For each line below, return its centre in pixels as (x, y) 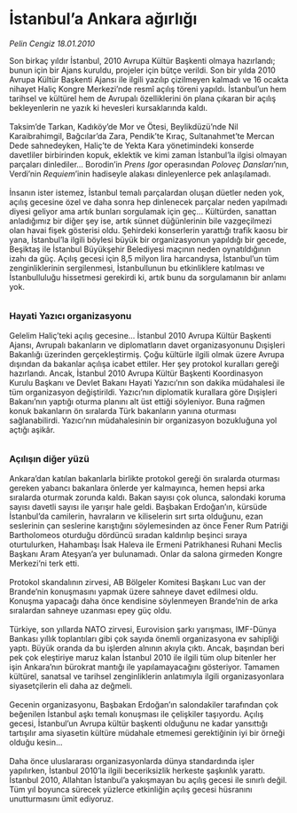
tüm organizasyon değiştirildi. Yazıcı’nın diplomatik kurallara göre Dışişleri (143, 392)
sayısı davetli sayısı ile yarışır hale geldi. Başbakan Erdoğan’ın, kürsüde (138, 506)
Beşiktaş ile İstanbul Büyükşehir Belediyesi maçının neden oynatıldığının (140, 249)
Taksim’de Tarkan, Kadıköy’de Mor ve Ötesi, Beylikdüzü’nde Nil (124, 126)
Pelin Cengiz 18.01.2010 (52, 43)
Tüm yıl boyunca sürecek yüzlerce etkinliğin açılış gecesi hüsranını (131, 789)
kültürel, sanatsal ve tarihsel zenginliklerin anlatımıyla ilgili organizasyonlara (147, 676)
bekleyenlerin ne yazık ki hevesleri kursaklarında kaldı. (109, 107)
